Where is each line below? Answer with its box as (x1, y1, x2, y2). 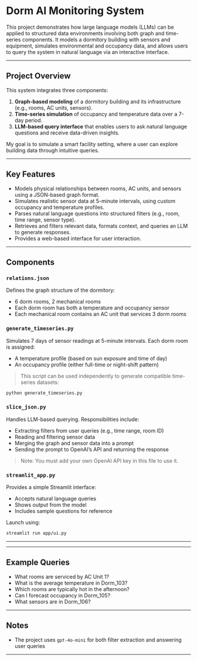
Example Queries (6, 558, 70, 568)
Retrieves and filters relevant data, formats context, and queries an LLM (14, 222, 188, 230)
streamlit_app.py (6, 471, 56, 478)
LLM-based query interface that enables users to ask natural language (14, 123, 188, 130)
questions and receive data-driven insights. (14, 129, 120, 136)
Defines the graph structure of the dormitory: (6, 286, 116, 294)
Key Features (6, 169, 56, 180)
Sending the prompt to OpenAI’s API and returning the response (14, 446, 169, 453)
